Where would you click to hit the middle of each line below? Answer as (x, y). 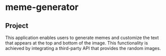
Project (17, 26)
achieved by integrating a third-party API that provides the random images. (83, 48)
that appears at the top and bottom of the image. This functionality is (77, 43)
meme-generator (42, 7)
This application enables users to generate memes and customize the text (82, 37)
